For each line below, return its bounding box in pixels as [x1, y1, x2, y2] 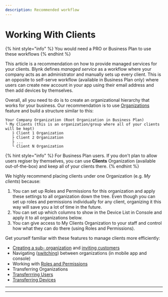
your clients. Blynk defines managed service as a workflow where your [5, 66, 151, 72]
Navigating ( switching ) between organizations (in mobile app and [12, 250, 147, 256]
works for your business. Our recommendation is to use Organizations [5, 102, 150, 108]
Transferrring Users [12, 271, 53, 277]
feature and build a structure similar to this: [5, 107, 94, 113]
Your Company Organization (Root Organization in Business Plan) [5, 117, 144, 122]
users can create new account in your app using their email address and [5, 82, 154, 88]
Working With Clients [5, 29, 96, 40]
